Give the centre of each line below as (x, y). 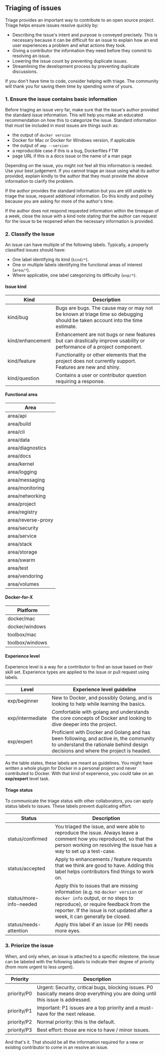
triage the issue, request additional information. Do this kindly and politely (80, 196)
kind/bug (18, 317)
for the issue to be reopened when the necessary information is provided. (80, 221)
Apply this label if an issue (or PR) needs (102, 925)
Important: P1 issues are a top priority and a (87, 1008)
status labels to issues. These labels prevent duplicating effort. (69, 806)
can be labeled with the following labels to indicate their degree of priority (80, 961)
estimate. (66, 326)
